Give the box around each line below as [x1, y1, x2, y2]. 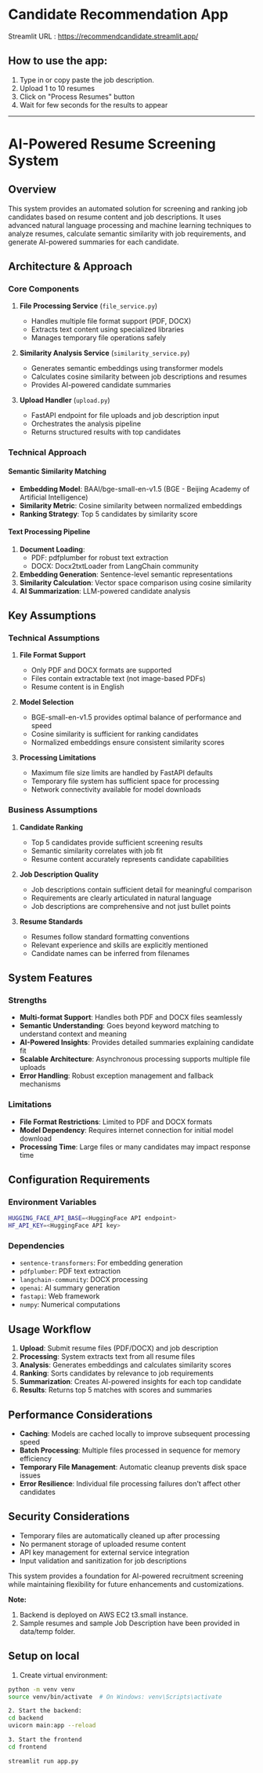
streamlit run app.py [8, 1757, 79, 1765]
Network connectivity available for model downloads [31, 785, 202, 794]
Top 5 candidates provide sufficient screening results [31, 837, 204, 847]
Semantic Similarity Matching [8, 466, 107, 476]
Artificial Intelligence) [19, 493, 88, 502]
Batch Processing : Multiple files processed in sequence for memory [19, 1445, 241, 1455]
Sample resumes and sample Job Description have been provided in [19, 1618, 240, 1628]
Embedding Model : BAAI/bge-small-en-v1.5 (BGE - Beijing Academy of [19, 484, 250, 493]
